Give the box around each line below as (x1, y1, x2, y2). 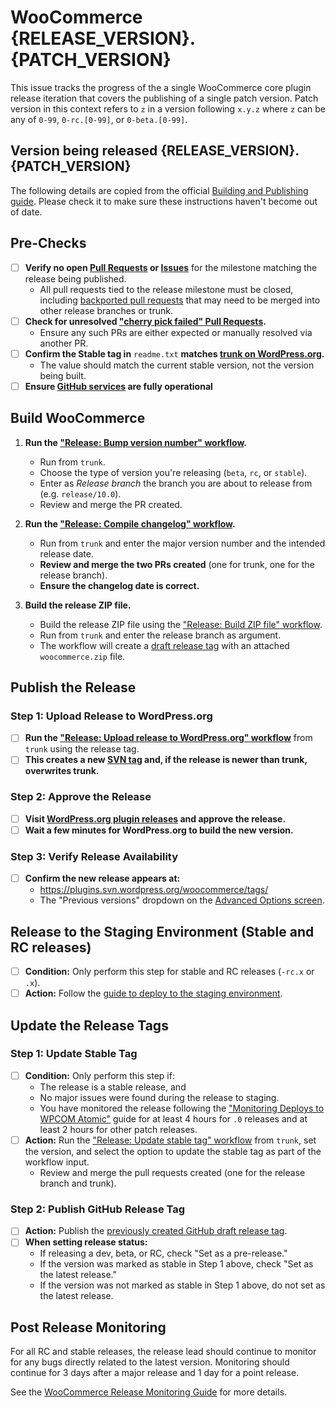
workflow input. (24, 1156, 90, 1168)
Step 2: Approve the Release (10, 790, 152, 804)
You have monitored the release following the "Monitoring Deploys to (39, 1102, 325, 1114)
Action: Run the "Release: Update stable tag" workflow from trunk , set (24, 1134, 317, 1146)
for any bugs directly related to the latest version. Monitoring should (10, 1356, 290, 1368)
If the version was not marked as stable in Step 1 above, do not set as (39, 1279, 326, 1291)
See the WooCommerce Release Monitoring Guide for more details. (10, 1386, 288, 1398)
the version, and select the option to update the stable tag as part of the (24, 1145, 322, 1157)
